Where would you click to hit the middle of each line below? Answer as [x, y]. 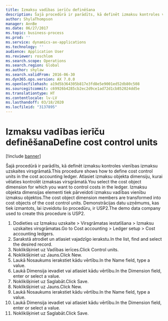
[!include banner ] [23, 156]
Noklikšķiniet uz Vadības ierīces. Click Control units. [66, 249]
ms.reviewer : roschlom [29, 56]
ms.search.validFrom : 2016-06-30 [40, 75]
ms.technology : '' [25, 47]
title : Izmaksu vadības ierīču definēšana [50, 10]
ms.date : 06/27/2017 [27, 28]
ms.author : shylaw [25, 70]
